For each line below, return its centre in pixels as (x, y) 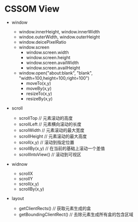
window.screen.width (47, 52)
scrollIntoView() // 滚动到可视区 (50, 154)
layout (18, 198)
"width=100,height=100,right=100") (54, 78)
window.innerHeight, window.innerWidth (59, 32)
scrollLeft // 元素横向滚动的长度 (50, 124)
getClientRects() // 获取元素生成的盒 (55, 208)
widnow (19, 164)
